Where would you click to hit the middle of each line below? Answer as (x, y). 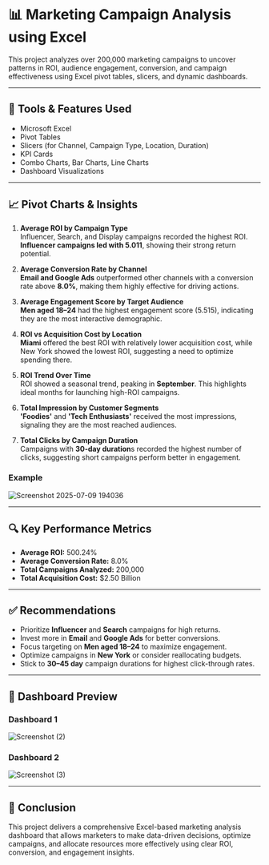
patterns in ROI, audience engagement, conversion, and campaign (118, 67)
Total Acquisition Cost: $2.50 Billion (80, 577)
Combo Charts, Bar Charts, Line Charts (84, 162)
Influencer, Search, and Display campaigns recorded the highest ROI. (134, 236)
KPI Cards (36, 154)
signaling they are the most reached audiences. (98, 424)
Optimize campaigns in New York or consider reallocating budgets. (130, 655)
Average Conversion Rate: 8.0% (74, 561)
